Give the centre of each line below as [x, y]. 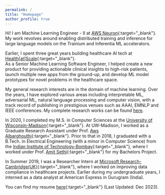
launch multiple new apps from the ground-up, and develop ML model [77, 75]
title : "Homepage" [24, 14]
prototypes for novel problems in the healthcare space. [62, 80]
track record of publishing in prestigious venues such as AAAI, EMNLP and [82, 105]
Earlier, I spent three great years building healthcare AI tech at [69, 53]
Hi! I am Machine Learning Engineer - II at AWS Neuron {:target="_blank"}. [81, 33]
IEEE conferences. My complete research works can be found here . [75, 110]
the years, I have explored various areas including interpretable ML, [74, 95]
